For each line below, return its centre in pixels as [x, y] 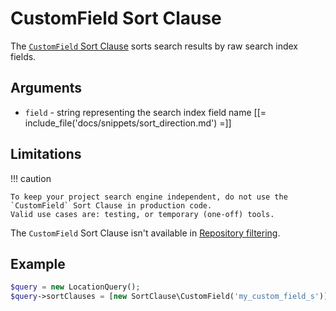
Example [38, 263]
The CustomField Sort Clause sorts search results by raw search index [154, 46]
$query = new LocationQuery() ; [75, 287]
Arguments [46, 88]
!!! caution [31, 178]
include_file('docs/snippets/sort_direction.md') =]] [128, 123]
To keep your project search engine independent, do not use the [149, 197]
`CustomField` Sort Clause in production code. [111, 205]
